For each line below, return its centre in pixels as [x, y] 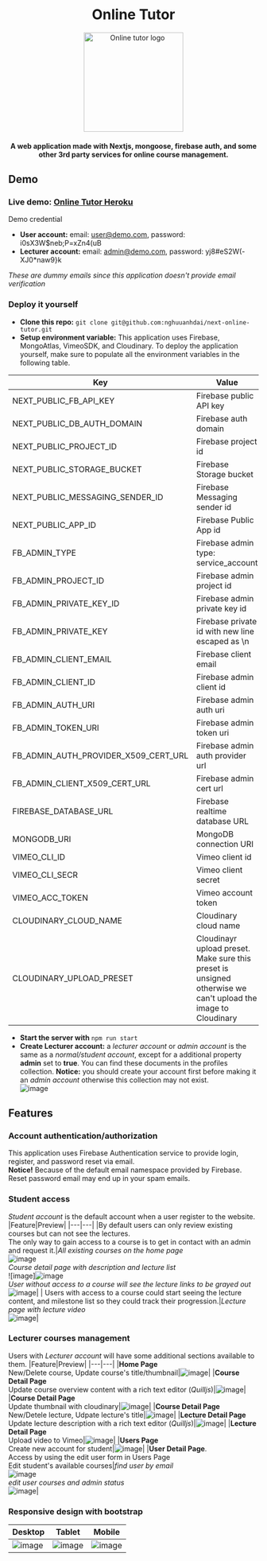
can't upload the [226, 998]
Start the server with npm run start [79, 1037]
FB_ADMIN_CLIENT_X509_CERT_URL [81, 783]
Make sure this [224, 958]
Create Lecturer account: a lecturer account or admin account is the [133, 1046]
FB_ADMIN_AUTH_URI [54, 705]
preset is [212, 968]
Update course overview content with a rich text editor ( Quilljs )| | [127, 1389]
